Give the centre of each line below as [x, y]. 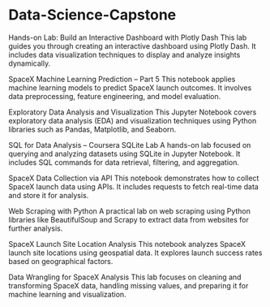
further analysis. [36, 228]
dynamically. [30, 63]
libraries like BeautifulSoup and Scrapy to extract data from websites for [129, 219]
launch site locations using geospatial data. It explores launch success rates [135, 253]
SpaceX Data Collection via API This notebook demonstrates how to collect [134, 178]
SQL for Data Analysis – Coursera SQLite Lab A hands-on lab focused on [130, 145]
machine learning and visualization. [68, 294]
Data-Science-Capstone [92, 15]
